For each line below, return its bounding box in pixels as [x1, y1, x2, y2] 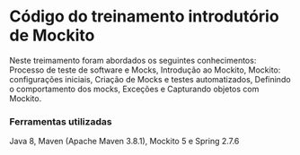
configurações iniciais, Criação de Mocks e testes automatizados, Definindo [9, 73, 291, 84]
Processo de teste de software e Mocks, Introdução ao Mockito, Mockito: [9, 65, 281, 75]
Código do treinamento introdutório [9, 6, 280, 27]
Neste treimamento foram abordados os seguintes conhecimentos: [9, 55, 257, 65]
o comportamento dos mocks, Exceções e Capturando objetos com [9, 83, 260, 94]
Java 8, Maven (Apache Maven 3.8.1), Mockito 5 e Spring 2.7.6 [9, 136, 240, 147]
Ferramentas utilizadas [9, 115, 112, 127]
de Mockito [9, 25, 95, 46]
